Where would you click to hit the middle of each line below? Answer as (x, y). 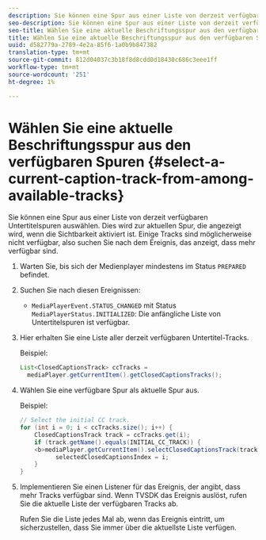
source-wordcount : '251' (49, 75)
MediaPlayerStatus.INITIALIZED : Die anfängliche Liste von (126, 314)
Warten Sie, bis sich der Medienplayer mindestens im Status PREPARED (133, 266)
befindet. (34, 275)
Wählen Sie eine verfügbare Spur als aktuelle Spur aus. (109, 390)
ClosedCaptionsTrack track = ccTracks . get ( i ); (112, 435)
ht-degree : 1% (32, 82)
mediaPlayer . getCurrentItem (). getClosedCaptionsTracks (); (125, 375)
